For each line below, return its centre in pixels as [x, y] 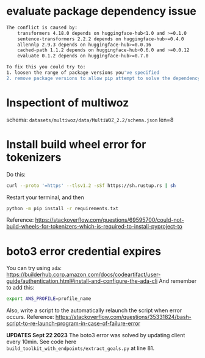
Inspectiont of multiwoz [68, 103]
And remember [178, 281]
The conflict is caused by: [42, 27]
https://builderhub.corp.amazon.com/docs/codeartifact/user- [84, 275]
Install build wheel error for [76, 144]
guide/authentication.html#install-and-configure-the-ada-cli [82, 281]
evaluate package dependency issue [102, 11]
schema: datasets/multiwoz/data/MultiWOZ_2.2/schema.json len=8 [90, 120]
